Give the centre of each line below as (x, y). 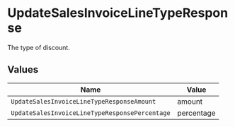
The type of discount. (39, 47)
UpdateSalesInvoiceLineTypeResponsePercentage (91, 113)
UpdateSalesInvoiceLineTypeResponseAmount (84, 101)
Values (23, 69)
